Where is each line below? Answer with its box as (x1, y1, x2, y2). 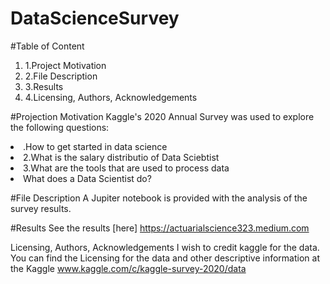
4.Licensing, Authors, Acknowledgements (24, 91, 198, 103)
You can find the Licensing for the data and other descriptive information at (10, 252, 320, 264)
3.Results (24, 80, 64, 92)
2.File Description (24, 70, 98, 82)
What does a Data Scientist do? (23, 172, 152, 184)
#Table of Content (10, 40, 85, 52)
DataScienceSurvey (10, 7, 180, 30)
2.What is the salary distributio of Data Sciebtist (23, 151, 220, 163)
